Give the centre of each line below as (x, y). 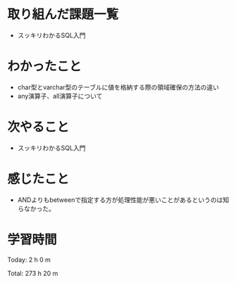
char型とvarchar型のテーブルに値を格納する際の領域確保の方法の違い (118, 87)
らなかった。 (36, 208)
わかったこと (45, 67)
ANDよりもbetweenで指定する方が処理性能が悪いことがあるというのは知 (123, 200)
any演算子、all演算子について (60, 96)
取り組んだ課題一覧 (63, 14)
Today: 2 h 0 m (29, 259)
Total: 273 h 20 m (33, 273)
